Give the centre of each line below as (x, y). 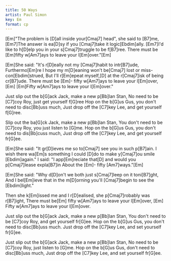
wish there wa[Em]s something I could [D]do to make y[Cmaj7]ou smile (80, 154)
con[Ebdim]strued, (25, 76)
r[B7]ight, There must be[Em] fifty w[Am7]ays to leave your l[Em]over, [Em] (84, 201)
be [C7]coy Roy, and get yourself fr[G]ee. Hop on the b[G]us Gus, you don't (85, 222)
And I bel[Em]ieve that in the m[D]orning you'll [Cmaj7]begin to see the (80, 180)
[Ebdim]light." (20, 186)
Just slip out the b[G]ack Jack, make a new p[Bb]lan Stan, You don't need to (86, 216)
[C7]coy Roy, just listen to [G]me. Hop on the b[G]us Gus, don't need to (80, 248)
